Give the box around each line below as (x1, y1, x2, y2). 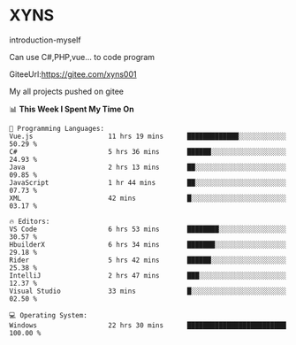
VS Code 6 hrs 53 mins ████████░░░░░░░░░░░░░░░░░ (9, 225, 287, 234)
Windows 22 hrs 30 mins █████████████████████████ (9, 320, 287, 330)
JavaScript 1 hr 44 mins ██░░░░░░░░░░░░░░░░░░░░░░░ (9, 178, 287, 187)
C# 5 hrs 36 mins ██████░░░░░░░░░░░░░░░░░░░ (9, 147, 287, 156)
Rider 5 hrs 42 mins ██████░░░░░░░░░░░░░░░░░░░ (9, 256, 287, 264)
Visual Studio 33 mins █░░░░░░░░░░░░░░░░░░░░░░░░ (9, 287, 287, 295)
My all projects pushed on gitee (9, 86, 124, 96)
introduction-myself (9, 34, 81, 45)
